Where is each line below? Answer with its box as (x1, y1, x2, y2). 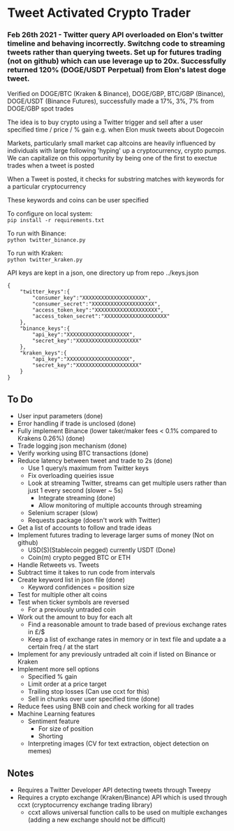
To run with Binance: (7, 229, 66, 238)
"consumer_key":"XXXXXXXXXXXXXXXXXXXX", (32, 294, 152, 302)
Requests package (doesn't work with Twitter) (27, 516, 161, 525)
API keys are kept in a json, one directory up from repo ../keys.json (7, 268, 199, 277)
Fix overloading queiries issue (27, 472, 115, 480)
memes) (27, 747, 52, 755)
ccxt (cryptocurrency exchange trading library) (17, 801, 153, 809)
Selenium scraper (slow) (27, 509, 98, 517)
